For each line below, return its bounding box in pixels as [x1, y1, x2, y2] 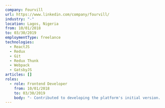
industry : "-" [5, 16, 35, 21]
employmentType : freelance [5, 35, 61, 40]
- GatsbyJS [9, 68, 32, 73]
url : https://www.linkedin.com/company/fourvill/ [5, 12, 110, 17]
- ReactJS [9, 44, 30, 49]
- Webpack [9, 63, 30, 68]
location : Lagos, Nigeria [5, 21, 58, 26]
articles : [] [5, 72, 32, 77]
